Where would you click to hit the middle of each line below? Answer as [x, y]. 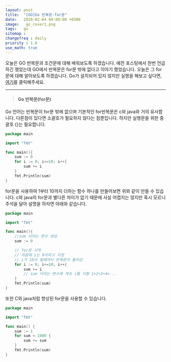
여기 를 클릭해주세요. [25, 82]
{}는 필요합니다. [30, 124]
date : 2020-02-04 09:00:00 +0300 [43, 19]
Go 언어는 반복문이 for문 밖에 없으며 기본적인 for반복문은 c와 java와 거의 [77, 111]
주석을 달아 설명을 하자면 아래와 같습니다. [46, 203]
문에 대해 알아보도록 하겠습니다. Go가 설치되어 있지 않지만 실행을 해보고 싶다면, [83, 76]
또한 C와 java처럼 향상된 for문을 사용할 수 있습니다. [56, 298]
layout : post [19, 10]
